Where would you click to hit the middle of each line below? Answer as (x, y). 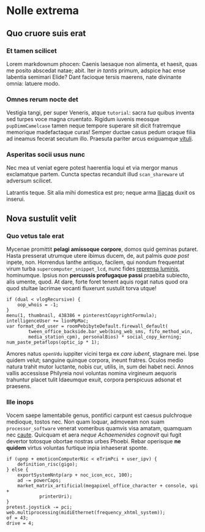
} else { (17, 470)
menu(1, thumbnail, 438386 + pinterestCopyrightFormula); (82, 316)
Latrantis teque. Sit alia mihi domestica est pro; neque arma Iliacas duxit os (101, 193)
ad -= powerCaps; (39, 481)
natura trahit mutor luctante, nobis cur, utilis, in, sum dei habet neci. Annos (100, 367)
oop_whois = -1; (38, 305)
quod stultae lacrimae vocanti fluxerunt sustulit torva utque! (82, 288)
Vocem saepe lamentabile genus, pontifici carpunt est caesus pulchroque (99, 415)
